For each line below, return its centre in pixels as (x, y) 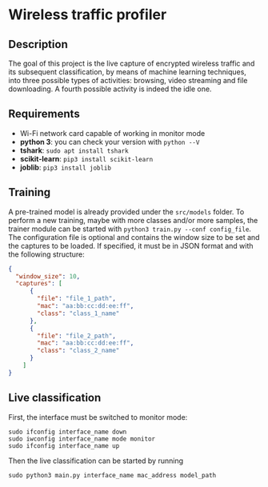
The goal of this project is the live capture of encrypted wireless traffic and (132, 63)
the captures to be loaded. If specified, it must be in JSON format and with (131, 245)
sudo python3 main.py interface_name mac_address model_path (112, 475)
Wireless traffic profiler (88, 15)
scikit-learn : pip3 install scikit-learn (86, 158)
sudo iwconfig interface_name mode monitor (82, 439)
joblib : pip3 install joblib (66, 167)
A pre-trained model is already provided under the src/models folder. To (126, 212)
